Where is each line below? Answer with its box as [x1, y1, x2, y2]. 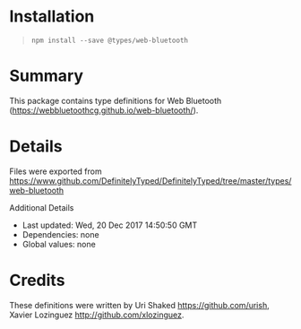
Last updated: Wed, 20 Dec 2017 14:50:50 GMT [21, 220, 198, 230]
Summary [9, 65, 83, 86]
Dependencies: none [21, 229, 100, 239]
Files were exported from [9, 166, 102, 177]
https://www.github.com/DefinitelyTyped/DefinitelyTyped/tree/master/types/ [9, 175, 292, 186]
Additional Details [9, 202, 74, 212]
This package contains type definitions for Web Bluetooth [9, 95, 222, 106]
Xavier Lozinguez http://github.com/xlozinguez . [9, 309, 185, 320]
